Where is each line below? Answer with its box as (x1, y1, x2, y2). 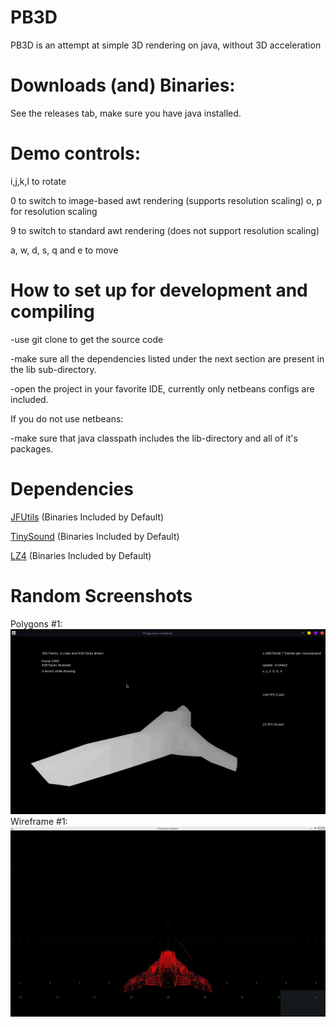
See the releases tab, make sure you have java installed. (10, 107, 242, 119)
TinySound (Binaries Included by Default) (10, 530, 180, 542)
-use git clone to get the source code (10, 333, 164, 345)
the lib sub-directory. (10, 363, 97, 375)
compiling (10, 301, 95, 323)
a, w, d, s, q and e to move (10, 244, 119, 256)
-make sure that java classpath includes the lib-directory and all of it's (10, 432, 298, 444)
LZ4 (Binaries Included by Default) (10, 549, 152, 561)
